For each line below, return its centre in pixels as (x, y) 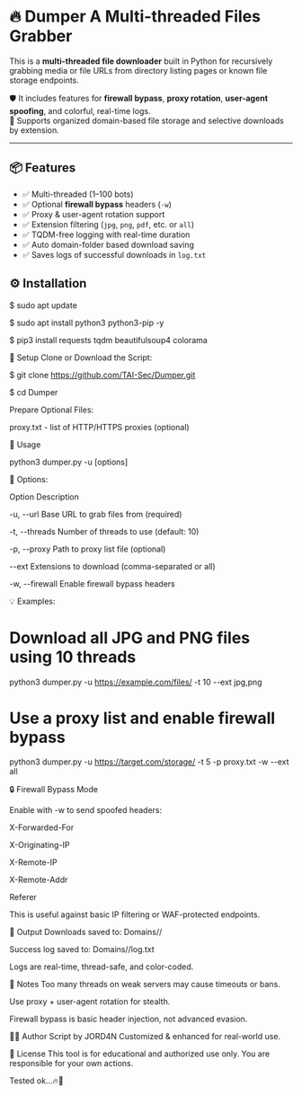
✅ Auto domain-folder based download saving (108, 244)
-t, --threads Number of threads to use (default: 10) (104, 531)
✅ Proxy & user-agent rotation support (93, 214)
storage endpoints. (44, 80)
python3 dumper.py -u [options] (69, 462)
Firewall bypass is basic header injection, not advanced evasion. (129, 1019)
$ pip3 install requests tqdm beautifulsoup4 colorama (109, 340)
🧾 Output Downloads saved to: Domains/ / (86, 932)
